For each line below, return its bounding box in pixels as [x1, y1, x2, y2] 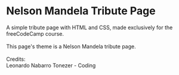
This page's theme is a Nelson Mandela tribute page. [6, 43, 136, 50]
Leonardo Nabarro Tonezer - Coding [6, 61, 96, 69]
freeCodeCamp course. [6, 30, 64, 37]
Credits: [6, 55, 26, 62]
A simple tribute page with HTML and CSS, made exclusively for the [6, 24, 173, 31]
